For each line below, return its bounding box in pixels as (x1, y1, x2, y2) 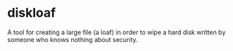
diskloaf (7, 5, 56, 21)
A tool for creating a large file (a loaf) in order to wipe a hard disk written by (7, 28, 226, 36)
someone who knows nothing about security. (7, 35, 139, 43)
